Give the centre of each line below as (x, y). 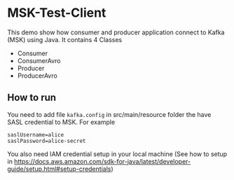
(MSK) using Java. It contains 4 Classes (65, 39)
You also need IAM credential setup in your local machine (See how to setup (117, 154)
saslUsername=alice (36, 134)
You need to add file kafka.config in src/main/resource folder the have (109, 114)
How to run (32, 98)
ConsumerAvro (39, 60)
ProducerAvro (37, 76)
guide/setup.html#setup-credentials (59, 169)
